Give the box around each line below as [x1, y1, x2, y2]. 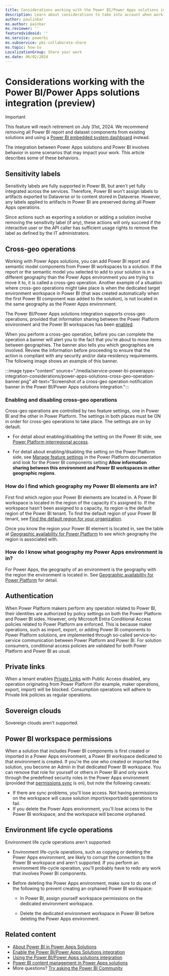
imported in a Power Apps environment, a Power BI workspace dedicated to [5, 753, 162, 759]
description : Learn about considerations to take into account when [5, 12, 152, 17]
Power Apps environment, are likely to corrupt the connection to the [12, 854, 153, 860]
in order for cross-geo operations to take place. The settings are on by [5, 419, 151, 425]
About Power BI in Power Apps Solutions [12, 943, 97, 950]
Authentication [5, 592, 54, 600]
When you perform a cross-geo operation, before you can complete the [5, 331, 154, 337]
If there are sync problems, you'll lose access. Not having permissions [12, 790, 158, 796]
